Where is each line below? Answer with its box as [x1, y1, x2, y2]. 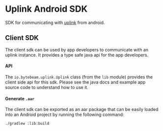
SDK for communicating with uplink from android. [5, 20, 105, 25]
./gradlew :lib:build [5, 121, 50, 126]
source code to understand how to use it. [5, 84, 88, 90]
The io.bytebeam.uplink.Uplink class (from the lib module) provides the [5, 74, 153, 80]
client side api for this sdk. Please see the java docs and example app [5, 79, 146, 85]
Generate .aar [5, 95, 34, 101]
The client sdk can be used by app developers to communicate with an [5, 46, 149, 52]
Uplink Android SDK [5, 3, 88, 15]
